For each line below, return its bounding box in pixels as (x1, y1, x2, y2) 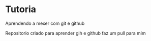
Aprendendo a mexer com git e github (5, 20, 85, 26)
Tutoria (5, 4, 37, 15)
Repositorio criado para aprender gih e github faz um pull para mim (5, 30, 146, 36)
